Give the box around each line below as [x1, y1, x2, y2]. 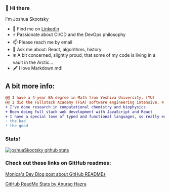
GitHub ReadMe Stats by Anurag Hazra [5, 181, 87, 187]
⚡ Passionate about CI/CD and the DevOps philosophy [12, 31, 126, 37]
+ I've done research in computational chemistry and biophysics [5, 104, 146, 109]
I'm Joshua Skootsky [5, 16, 49, 22]
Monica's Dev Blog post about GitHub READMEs [5, 171, 106, 177]
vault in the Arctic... [12, 59, 54, 65]
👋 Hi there [5, 5, 30, 12]
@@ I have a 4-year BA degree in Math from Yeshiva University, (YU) [5, 95, 155, 100]
